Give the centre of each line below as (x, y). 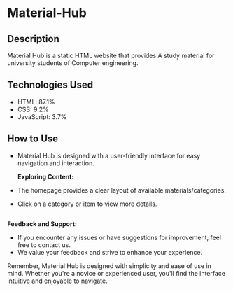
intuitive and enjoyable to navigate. (57, 281)
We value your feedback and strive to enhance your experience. (110, 253)
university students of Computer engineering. (73, 63)
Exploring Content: (45, 176)
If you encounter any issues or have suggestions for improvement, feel (119, 238)
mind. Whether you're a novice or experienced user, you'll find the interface (116, 274)
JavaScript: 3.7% (42, 116)
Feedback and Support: (42, 224)
